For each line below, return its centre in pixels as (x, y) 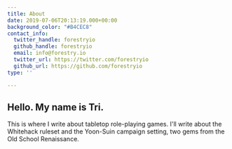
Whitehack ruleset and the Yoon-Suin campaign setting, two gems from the (116, 131)
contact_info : (28, 33)
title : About (26, 14)
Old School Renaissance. (43, 139)
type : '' (20, 72)
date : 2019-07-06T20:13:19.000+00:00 (62, 20)
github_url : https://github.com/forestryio (78, 66)
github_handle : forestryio (53, 46)
